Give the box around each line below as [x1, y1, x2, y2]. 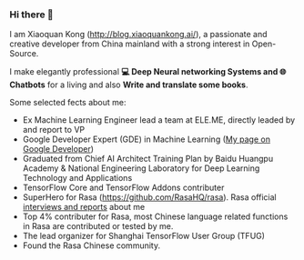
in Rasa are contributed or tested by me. [22, 221, 174, 232]
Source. [9, 48, 39, 59]
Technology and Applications [22, 173, 133, 184]
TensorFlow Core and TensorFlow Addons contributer [22, 182, 225, 194]
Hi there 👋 [9, 8, 55, 21]
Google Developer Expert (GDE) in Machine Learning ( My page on [22, 134, 271, 145]
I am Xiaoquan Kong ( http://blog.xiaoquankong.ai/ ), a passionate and [9, 29, 268, 40]
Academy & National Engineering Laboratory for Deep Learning [22, 163, 260, 174]
